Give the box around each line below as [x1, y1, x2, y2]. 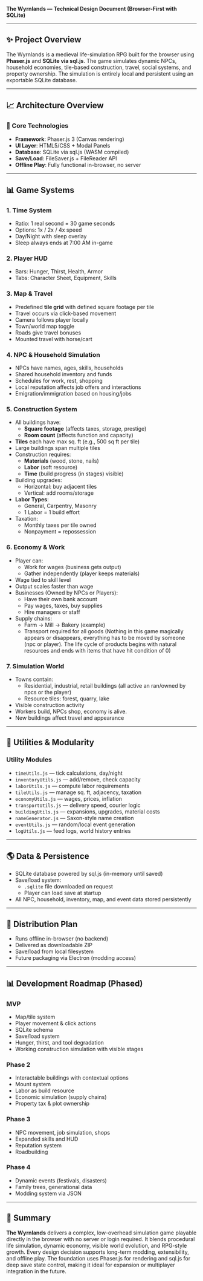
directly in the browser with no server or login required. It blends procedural [6, 1235, 195, 1242]
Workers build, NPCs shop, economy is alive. [14, 708, 127, 715]
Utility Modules [6, 755, 53, 764]
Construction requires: [14, 451, 71, 458]
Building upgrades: [14, 477, 62, 484]
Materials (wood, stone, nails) [24, 457, 100, 464]
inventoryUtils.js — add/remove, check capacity [14, 775, 141, 783]
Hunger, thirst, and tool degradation [14, 1038, 105, 1046]
